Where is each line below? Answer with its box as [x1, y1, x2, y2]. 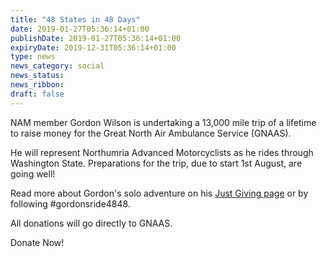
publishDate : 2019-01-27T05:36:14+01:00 [10, 33, 182, 43]
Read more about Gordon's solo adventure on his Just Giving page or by [10, 187, 309, 199]
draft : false [10, 89, 65, 99]
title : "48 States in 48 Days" [10, 14, 141, 25]
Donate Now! [10, 236, 65, 248]
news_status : [10, 71, 65, 81]
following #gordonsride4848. [10, 197, 131, 210]
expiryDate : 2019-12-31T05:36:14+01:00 [10, 42, 177, 53]
